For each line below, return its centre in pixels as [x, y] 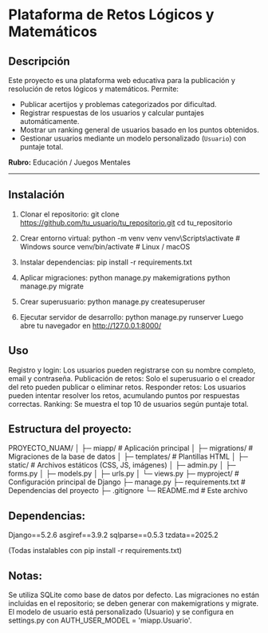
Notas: [25, 576]
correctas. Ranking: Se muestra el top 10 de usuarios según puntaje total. [128, 404]
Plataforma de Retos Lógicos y [111, 15]
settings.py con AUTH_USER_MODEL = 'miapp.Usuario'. [100, 620]
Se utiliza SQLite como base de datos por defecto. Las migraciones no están [134, 595]
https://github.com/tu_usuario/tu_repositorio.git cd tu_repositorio [126, 222]
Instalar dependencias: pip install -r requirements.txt [106, 262]
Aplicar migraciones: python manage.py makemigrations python [125, 277]
